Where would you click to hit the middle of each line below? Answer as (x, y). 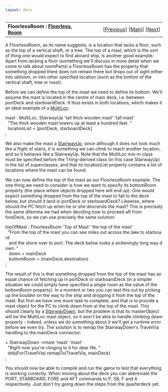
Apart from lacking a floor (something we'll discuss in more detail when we (82, 61)
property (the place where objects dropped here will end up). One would (80, 190)
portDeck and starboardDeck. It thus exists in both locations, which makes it (84, 102)
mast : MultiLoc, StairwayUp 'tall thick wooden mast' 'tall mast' (70, 117)
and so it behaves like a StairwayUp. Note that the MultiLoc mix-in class (79, 154)
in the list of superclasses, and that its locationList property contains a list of (84, 165)
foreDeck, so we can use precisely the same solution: (60, 217)
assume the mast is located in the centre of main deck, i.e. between (75, 97)
